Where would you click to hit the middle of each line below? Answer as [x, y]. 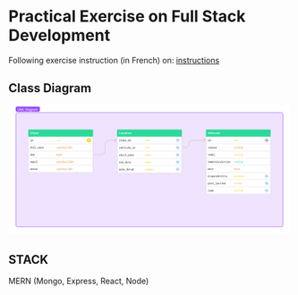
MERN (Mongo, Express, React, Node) [79, 281]
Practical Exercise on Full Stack [127, 17]
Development [60, 35]
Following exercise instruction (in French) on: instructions [114, 60]
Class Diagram [50, 88]
